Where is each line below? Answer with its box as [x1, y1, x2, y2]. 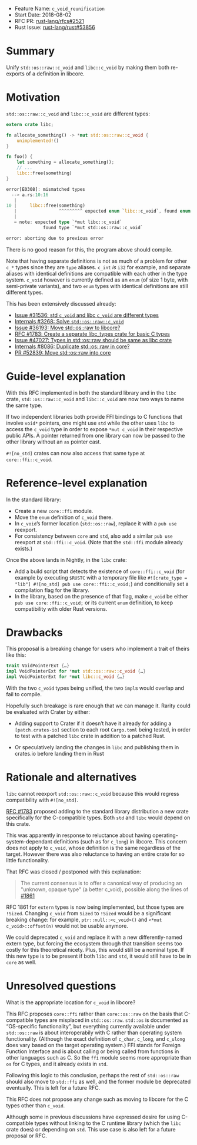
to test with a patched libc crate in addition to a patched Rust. [14, 733, 166, 740]
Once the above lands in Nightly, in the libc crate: [6, 556, 128, 563]
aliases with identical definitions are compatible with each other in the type [6, 270, 188, 277]
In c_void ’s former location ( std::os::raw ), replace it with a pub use [14, 519, 177, 527]
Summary [6, 44, 55, 58]
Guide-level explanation [6, 369, 126, 383]
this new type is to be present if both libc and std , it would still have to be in [6, 952, 191, 959]
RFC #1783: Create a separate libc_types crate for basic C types [14, 330, 171, 337]
